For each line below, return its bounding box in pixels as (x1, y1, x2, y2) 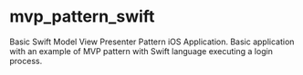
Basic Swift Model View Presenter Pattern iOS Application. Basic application (9, 36, 295, 47)
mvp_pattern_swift (9, 6, 155, 27)
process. (9, 55, 43, 66)
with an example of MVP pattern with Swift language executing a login (9, 45, 274, 56)
